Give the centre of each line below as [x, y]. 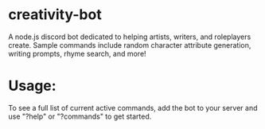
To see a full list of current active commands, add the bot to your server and [133, 107]
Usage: [33, 86]
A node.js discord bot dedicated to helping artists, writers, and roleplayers [130, 37]
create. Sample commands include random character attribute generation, [130, 45]
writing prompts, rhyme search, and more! [77, 53]
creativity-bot [55, 15]
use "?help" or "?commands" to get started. [80, 116]
